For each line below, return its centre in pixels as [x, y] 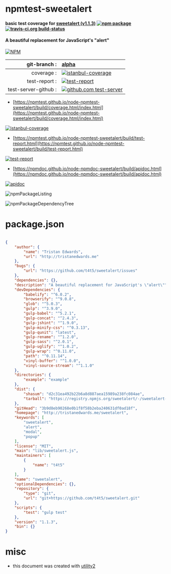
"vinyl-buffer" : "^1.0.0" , [52, 361]
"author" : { [27, 247]
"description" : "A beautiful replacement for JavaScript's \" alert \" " [91, 285]
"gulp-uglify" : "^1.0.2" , [51, 347]
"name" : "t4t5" [49, 465]
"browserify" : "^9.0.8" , [50, 299]
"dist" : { [25, 389]
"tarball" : [35, 399]
